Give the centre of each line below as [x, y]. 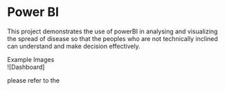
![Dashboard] [26, 67]
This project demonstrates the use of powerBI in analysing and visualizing [112, 31]
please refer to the [34, 80]
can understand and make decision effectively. [74, 46]
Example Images [31, 59]
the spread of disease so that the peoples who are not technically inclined [112, 38]
